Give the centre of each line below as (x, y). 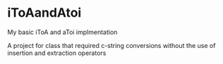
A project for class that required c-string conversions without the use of (111, 45)
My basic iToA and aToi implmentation (62, 32)
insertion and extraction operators (57, 53)
